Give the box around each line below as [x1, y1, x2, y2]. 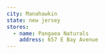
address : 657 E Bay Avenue [19, 36, 99, 43]
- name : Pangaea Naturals [13, 29, 89, 37]
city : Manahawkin [6, 10, 58, 18]
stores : [6, 23, 30, 30]
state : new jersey [6, 17, 61, 24]
